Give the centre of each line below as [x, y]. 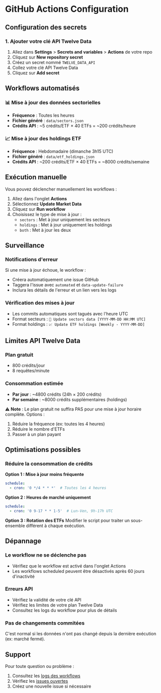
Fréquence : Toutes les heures [43, 115]
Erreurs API [19, 589]
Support [18, 654]
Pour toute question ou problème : [40, 666]
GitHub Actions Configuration [67, 9]
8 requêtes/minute [31, 371]
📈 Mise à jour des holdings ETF [43, 139]
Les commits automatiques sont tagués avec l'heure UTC [70, 314]
